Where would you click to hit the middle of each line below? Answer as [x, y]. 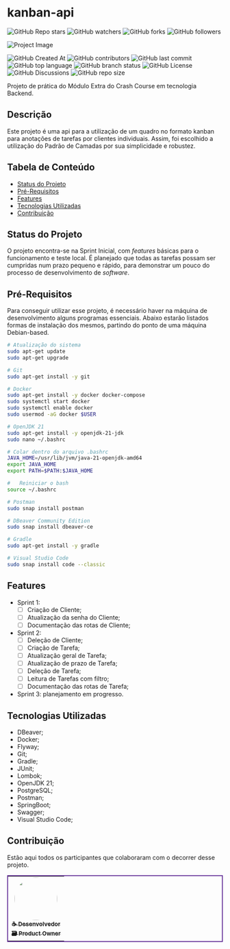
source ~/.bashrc [32, 490]
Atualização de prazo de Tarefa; [72, 663]
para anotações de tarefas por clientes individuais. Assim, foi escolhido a [110, 138]
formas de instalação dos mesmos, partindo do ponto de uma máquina [107, 325]
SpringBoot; [34, 805]
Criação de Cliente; [54, 609]
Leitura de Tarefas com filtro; [68, 679]
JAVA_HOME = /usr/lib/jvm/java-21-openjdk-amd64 [75, 458]
